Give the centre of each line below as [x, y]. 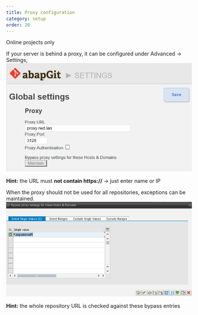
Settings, [17, 60]
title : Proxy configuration [41, 12]
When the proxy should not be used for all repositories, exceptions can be [96, 192]
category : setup [26, 19]
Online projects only [30, 42]
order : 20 [18, 25]
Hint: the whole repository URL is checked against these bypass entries [93, 306]
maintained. [20, 199]
